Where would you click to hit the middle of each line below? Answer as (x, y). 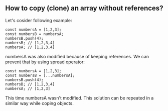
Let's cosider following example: (39, 20)
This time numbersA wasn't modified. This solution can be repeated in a (79, 98)
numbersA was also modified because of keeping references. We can (77, 56)
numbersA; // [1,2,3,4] (30, 47)
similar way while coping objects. (39, 103)
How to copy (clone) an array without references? (84, 8)
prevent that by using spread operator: (45, 62)
